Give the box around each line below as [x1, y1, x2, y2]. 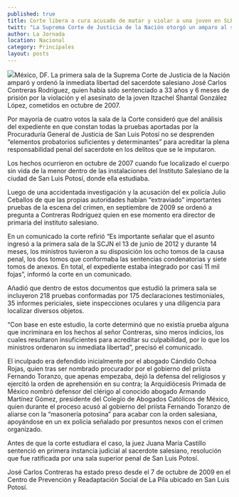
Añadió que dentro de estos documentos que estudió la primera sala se [7, 283, 217, 292]
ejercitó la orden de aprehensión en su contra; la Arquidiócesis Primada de [7, 379, 226, 388]
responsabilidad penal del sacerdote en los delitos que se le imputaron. [7, 145, 216, 153]
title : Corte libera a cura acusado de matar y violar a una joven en [7, 17, 221, 24]
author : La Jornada [7, 30, 65, 38]
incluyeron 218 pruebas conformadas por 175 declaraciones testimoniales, [7, 291, 225, 299]
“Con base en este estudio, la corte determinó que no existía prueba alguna [7, 320, 229, 329]
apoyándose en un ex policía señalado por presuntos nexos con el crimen [7, 417, 223, 426]
